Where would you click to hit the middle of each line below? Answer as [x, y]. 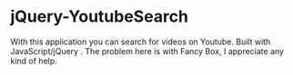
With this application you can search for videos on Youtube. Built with [141, 42]
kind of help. [34, 61]
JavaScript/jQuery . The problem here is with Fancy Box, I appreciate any [147, 51]
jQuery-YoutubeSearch [100, 17]
